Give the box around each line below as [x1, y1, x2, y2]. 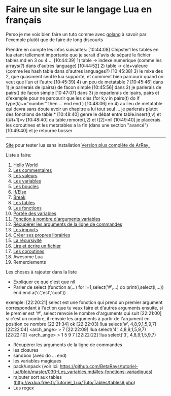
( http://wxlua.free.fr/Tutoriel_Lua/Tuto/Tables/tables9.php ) [13, 379, 136, 385]
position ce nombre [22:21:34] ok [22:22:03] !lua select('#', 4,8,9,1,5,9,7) [6, 321, 157, 327]
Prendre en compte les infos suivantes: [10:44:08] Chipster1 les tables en [6, 46, 159, 52]
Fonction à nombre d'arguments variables [13, 216, 101, 222]
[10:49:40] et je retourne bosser [6, 127, 73, 133]
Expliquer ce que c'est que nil [13, 279, 76, 285]
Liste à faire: [6, 151, 32, 158]
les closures [13, 347, 39, 353]
